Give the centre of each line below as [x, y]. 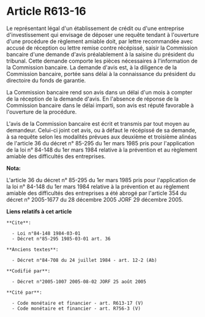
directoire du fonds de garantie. [46, 80]
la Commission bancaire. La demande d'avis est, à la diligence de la [92, 67]
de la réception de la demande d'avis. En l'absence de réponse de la [93, 99]
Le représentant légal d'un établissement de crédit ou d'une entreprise [95, 28]
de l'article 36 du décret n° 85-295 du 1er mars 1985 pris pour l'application [100, 143]
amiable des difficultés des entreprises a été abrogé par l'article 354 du [97, 193]
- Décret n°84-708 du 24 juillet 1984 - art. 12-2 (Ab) [84, 260]
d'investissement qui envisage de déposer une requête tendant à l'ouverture [102, 34]
